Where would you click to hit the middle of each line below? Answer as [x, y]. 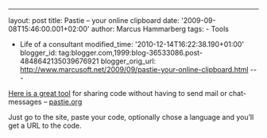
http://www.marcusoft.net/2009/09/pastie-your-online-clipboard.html [134, 69]
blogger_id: [38, 53]
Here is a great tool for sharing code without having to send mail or [118, 93]
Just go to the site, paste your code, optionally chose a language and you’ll [131, 117]
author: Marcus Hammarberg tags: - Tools [160, 29]
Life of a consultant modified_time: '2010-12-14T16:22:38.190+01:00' [132, 44]
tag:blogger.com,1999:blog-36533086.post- [131, 53]
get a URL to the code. [45, 125]
